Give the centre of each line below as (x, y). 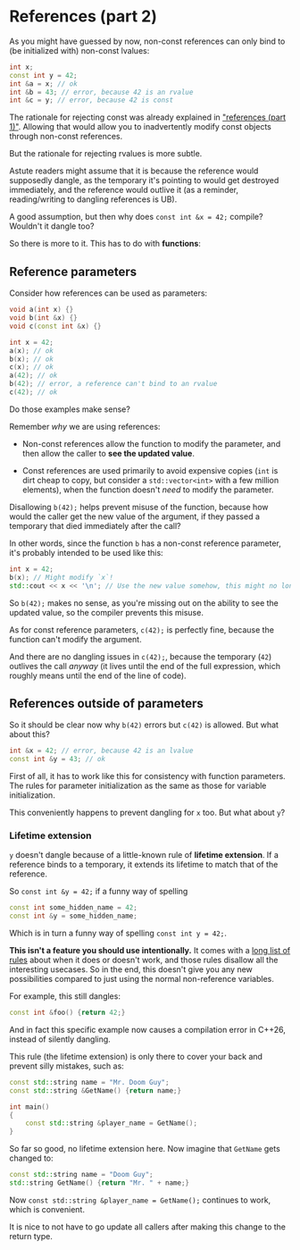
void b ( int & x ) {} (43, 318)
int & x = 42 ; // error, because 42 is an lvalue (101, 751)
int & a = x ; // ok (43, 84)
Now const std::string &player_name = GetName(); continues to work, (140, 1200)
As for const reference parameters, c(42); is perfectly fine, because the (142, 629)
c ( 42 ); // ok (33, 392)
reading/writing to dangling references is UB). (93, 199)
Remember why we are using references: (85, 426)
